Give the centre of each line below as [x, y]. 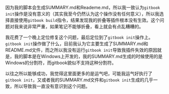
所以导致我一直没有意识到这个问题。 [52, 86]
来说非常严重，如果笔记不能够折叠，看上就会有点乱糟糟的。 [81, 26]
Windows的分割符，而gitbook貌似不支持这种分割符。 [61, 63]
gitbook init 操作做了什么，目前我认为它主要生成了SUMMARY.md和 [77, 44]
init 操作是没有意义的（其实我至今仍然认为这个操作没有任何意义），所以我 [82, 14]
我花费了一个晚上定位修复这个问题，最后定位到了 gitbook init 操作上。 [79, 37]
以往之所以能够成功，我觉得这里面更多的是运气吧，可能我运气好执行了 [79, 73]
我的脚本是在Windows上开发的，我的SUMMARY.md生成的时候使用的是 [88, 56]
